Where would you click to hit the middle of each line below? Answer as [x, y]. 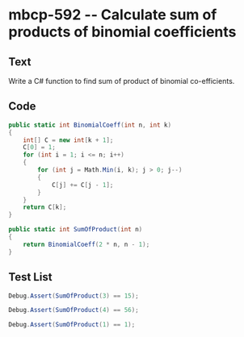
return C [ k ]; [45, 207]
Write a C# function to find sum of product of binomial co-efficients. [122, 81]
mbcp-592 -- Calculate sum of [113, 15]
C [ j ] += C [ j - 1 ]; [82, 185]
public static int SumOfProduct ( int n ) [76, 230]
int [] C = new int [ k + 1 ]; [68, 140]
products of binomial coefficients [122, 32]
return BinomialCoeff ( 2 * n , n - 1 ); [86, 244]
